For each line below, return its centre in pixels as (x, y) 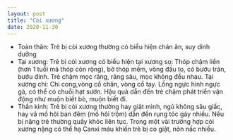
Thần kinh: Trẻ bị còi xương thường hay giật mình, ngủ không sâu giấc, (120, 107)
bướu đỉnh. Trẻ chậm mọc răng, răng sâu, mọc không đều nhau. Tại (115, 77)
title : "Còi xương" (36, 20)
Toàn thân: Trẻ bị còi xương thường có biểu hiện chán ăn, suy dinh (114, 47)
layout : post (26, 14)
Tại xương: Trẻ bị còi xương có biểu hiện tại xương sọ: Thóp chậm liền (119, 62)
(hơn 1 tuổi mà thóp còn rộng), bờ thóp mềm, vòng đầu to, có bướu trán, (121, 69)
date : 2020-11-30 (33, 27)
